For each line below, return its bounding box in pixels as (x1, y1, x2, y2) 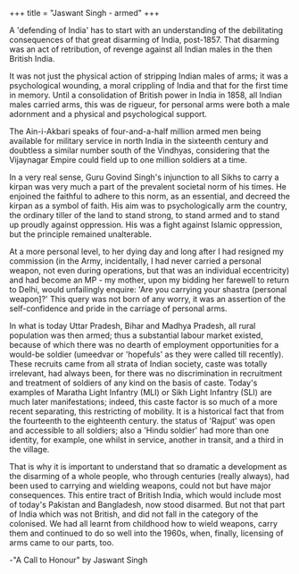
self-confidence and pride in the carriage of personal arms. (9, 303, 228, 314)
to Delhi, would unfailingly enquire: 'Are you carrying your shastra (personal (9, 284, 287, 294)
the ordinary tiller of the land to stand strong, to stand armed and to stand (9, 210, 279, 220)
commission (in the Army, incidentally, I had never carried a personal (9, 256, 262, 266)
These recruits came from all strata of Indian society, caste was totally (9, 359, 268, 369)
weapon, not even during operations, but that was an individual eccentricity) (9, 266, 290, 275)
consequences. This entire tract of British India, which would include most (9, 490, 282, 500)
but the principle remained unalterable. (9, 229, 152, 240)
